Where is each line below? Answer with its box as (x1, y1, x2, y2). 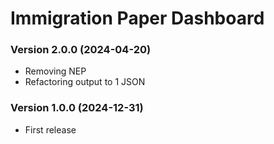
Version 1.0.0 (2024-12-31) (10, 101, 144, 115)
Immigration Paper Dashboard (10, 7, 265, 30)
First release (24, 123, 77, 136)
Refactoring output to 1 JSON (24, 76, 146, 88)
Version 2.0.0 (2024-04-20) (10, 43, 152, 57)
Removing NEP (24, 65, 87, 77)
